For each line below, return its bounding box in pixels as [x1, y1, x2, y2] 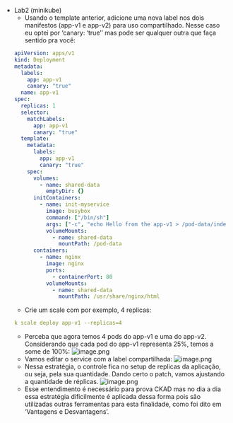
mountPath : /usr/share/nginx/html [59, 293, 160, 300]
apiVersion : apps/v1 [13, 50, 75, 57]
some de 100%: [24, 347, 71, 356]
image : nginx [45, 260, 85, 267]
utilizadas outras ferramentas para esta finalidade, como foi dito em [24, 400, 222, 409]
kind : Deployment [13, 56, 66, 63]
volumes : [32, 175, 59, 182]
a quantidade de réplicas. [24, 378, 99, 386]
